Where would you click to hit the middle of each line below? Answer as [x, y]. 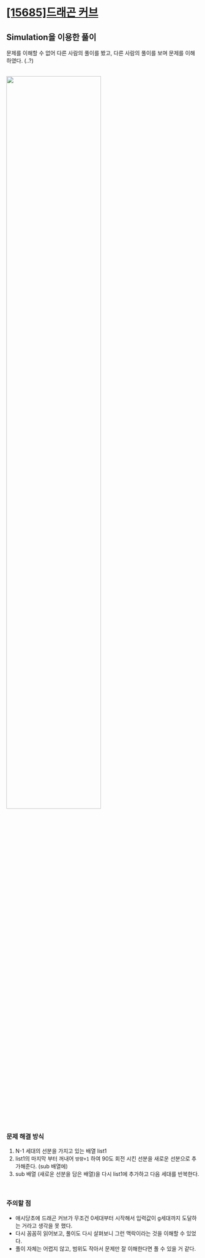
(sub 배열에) [53, 1167]
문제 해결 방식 [25, 1137]
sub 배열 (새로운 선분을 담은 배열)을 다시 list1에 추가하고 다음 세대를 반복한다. [107, 1174]
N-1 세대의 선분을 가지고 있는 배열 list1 [61, 1151]
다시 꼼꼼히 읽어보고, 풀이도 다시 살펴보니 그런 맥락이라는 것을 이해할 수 [100, 1233]
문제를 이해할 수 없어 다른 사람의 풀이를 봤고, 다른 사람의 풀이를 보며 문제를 [95, 53]
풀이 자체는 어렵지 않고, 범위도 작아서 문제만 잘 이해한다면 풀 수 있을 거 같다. [106, 1248]
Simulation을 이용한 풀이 [51, 37]
